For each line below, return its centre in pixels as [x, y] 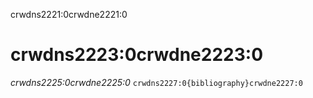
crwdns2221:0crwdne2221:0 [69, 14]
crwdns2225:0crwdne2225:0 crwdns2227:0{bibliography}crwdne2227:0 [156, 82]
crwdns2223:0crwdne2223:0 [137, 55]
